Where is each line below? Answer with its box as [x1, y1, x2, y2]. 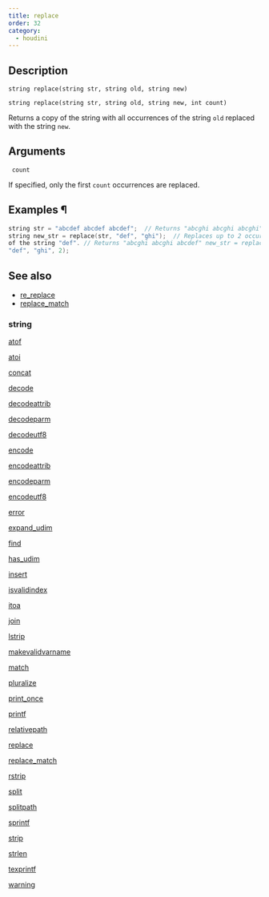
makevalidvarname [8, 647, 71, 657]
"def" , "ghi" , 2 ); [8, 247, 70, 255]
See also [8, 269, 52, 283]
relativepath [8, 725, 48, 734]
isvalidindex [8, 585, 48, 595]
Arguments [8, 145, 66, 159]
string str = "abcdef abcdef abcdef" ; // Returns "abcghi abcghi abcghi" [8, 224, 263, 232]
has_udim [8, 554, 40, 564]
